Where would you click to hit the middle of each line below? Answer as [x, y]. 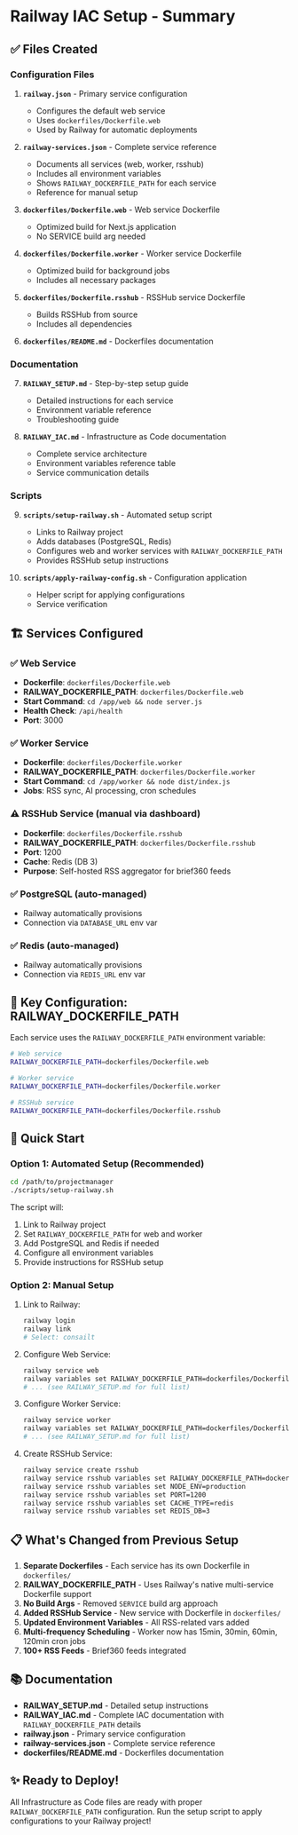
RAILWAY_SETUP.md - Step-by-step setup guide [106, 384]
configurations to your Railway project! [81, 1821]
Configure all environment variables [88, 1253]
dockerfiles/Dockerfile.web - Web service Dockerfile [122, 210]
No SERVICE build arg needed [91, 236]
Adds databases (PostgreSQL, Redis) [104, 542]
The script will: [37, 1207]
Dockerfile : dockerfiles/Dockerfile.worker [102, 763]
